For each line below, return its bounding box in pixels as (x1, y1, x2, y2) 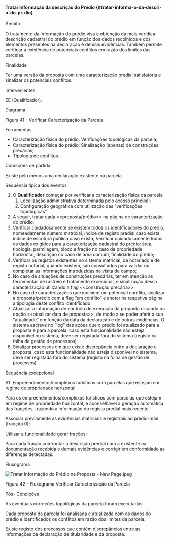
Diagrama (5, 107, 26, 113)
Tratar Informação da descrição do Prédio (5, 4, 95, 10)
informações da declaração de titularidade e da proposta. (5, 531, 126, 537)
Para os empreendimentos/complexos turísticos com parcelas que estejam (5, 395, 161, 401)
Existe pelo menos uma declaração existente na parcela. (5, 173, 123, 179)
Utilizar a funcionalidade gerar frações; (5, 431, 87, 437)
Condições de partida (5, 163, 51, 169)
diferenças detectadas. (5, 451, 54, 458)
